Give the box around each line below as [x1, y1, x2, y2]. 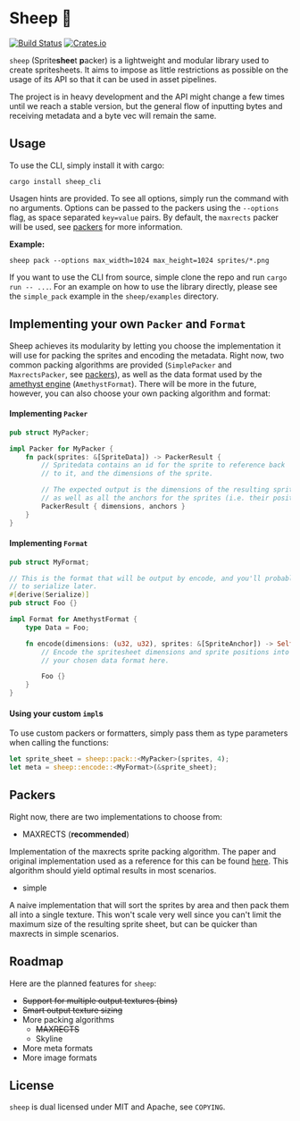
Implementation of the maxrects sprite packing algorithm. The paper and [9, 846, 277, 856]
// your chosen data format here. [41, 656, 170, 665]
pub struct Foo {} [9, 599, 78, 608]
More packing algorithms [21, 1014, 114, 1024]
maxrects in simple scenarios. [9, 928, 119, 939]
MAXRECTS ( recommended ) [21, 829, 129, 839]
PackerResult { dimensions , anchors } [41, 501, 186, 510]
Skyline [35, 1032, 63, 1044]
